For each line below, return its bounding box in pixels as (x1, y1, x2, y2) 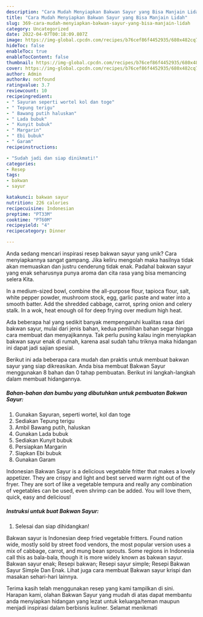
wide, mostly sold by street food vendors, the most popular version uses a (6, 541, 192, 548)
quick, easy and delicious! (6, 493, 71, 501)
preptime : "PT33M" (6, 211, 53, 217)
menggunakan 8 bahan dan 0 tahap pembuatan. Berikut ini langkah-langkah (6, 369, 196, 376)
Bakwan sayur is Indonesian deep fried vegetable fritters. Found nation (6, 534, 183, 541)
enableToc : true (6, 48, 47, 55)
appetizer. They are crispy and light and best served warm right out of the (6, 474, 190, 481)
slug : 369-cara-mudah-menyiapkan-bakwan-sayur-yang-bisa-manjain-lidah (6, 20, 190, 26)
